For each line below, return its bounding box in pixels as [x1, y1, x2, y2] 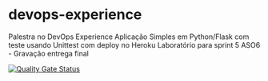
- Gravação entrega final [8, 48, 90, 58]
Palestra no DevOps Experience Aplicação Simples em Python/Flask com [8, 32, 250, 41]
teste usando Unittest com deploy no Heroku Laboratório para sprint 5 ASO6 [8, 40, 261, 49]
